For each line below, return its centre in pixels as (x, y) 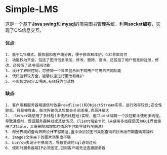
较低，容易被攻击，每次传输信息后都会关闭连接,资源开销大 (57, 111)
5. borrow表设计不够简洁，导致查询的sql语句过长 (51, 143)
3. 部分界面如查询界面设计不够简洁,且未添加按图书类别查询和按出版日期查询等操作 (79, 132)
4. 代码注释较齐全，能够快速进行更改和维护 (45, 76)
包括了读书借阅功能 (33, 66)
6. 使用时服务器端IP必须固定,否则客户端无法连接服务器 (55, 148)
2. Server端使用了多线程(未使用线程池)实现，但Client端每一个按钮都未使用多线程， (84, 116)
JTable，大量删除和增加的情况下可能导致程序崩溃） (59, 127)
